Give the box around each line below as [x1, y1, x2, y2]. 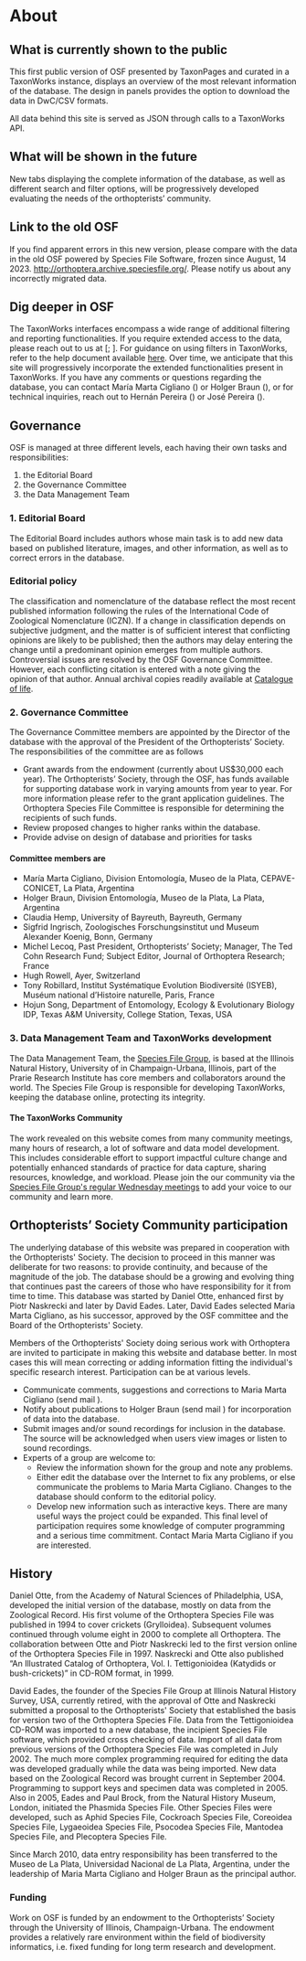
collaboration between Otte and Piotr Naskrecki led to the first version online [9, 1638, 298, 1650]
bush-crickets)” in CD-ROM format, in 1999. [9, 1668, 174, 1679]
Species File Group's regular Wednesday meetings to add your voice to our [9, 1181, 292, 1192]
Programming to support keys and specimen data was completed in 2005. [9, 1783, 289, 1794]
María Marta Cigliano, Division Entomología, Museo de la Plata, [22, 873, 259, 884]
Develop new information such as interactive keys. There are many [36, 1500, 288, 1511]
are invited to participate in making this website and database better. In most [9, 1347, 298, 1358]
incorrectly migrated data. [9, 272, 108, 283]
